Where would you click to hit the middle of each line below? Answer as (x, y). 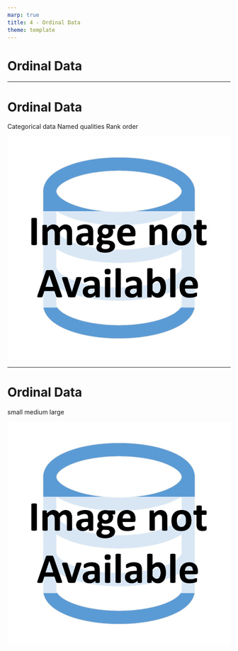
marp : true (23, 15)
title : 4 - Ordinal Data (44, 22)
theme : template (31, 30)
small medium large (36, 412)
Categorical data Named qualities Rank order (73, 127)
